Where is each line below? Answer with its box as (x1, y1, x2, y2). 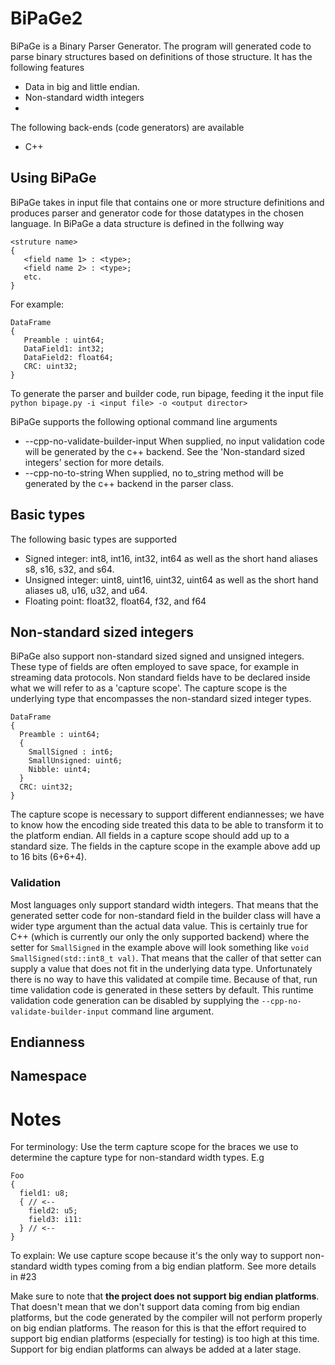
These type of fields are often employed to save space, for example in (10, 661, 299, 673)
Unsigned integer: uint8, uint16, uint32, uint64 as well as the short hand (24, 573, 319, 586)
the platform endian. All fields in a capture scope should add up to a (10, 830, 290, 842)
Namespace (10, 1068, 88, 1085)
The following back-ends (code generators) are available (10, 121, 245, 133)
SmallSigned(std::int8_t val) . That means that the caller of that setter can (10, 952, 322, 964)
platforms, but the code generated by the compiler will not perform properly (10, 1312, 323, 1324)
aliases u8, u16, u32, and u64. (24, 584, 148, 596)
